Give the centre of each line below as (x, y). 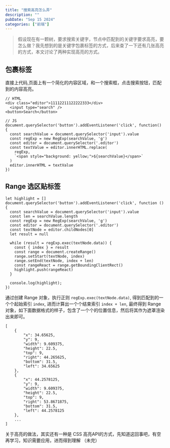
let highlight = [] (26, 199)
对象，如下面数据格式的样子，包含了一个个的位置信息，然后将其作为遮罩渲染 (85, 310)
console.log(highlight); (36, 283)
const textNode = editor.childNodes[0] (52, 230)
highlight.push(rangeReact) (44, 270)
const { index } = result (42, 247)
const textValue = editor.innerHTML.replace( (59, 148)
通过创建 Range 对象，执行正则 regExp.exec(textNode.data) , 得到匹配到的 (82, 297)
